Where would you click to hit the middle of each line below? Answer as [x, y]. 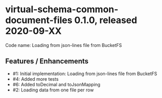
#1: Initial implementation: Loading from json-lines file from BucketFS [85, 73]
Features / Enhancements [47, 62]
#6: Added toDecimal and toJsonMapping [57, 84]
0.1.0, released [106, 20]
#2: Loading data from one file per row [53, 90]
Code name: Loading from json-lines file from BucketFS [64, 45]
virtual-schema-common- [62, 9]
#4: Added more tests [35, 79]
